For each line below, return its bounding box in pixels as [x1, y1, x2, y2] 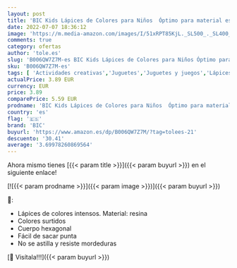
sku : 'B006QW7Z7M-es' [7, 63, 71, 70]
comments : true [7, 37, 52, 44]
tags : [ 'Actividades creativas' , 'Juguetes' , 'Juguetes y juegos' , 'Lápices [7, 69, 232, 76]
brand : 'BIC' [7, 121, 46, 129]
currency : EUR [7, 83, 49, 90]
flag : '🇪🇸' [7, 115, 42, 122]
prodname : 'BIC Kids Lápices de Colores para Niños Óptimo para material [7, 102, 232, 109]
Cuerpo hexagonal [17, 224, 72, 233]
